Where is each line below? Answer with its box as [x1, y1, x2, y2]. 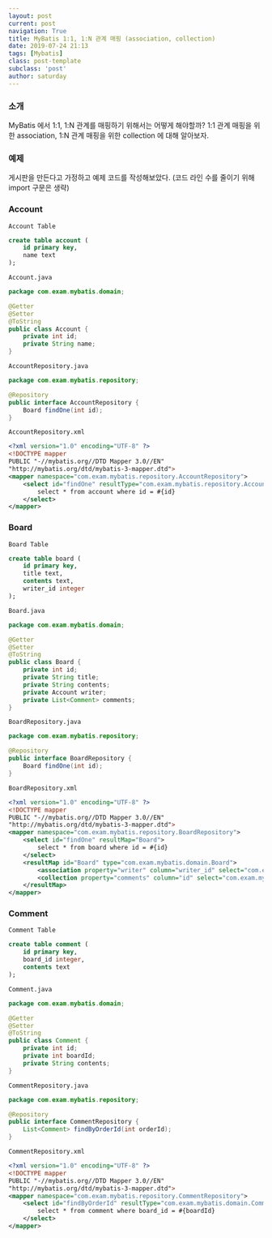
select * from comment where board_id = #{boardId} [37, 1207, 216, 1215]
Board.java [8, 606, 45, 615]
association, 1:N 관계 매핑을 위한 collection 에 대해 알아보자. [16, 131, 209, 140]
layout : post [8, 11, 53, 20]
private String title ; [23, 674, 100, 682]
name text [23, 251, 57, 259]
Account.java [8, 273, 53, 282]
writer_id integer [23, 585, 85, 593]
